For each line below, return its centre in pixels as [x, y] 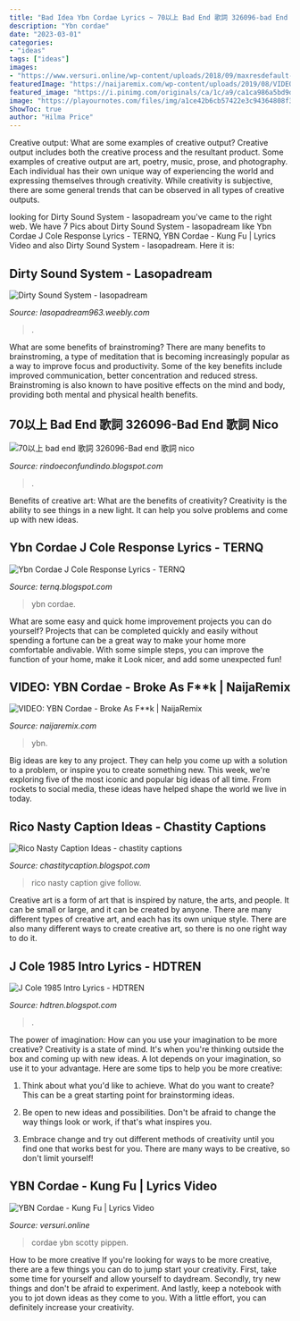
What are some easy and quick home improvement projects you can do [141, 621]
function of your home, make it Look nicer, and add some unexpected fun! [146, 659]
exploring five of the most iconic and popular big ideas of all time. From [140, 779]
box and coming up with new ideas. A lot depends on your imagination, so [145, 1059]
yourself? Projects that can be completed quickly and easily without [134, 630]
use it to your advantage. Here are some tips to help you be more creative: [146, 1068]
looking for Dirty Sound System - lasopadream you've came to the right [141, 217]
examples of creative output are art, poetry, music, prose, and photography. [149, 162]
